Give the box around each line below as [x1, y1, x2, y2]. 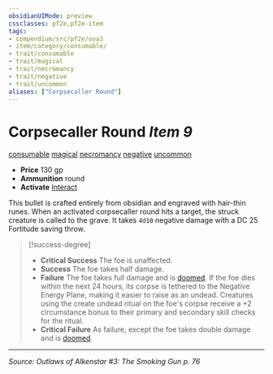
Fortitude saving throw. [8, 224, 85, 234]
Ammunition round [19, 174, 85, 184]
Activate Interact [19, 182, 78, 192]
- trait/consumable [8, 50, 75, 58]
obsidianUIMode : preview [8, 11, 93, 20]
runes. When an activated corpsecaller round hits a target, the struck [8, 207, 240, 216]
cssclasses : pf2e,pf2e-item [8, 20, 104, 28]
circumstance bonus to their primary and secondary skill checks [40, 307, 256, 317]
